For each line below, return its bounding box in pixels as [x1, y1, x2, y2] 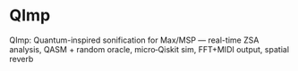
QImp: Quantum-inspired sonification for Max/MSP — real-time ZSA [9, 35, 260, 45]
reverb [9, 53, 34, 64]
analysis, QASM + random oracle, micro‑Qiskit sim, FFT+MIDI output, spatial [9, 43, 289, 54]
